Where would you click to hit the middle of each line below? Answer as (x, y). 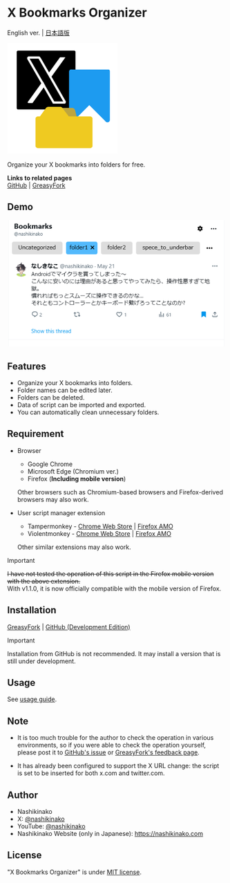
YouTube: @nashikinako (51, 826)
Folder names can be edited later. (65, 390)
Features (27, 366)
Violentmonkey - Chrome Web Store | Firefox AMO (99, 533)
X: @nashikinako (41, 819)
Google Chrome (50, 464)
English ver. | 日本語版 (39, 32)
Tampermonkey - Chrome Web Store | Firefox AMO (100, 526)
